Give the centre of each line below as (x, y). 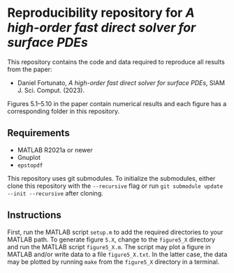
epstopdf (30, 165)
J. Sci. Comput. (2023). (51, 90)
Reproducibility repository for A (101, 13)
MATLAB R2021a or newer (55, 150)
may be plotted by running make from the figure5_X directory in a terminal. (114, 261)
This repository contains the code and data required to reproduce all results (116, 61)
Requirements (38, 133)
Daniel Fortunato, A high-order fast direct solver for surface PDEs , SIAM (121, 82)
